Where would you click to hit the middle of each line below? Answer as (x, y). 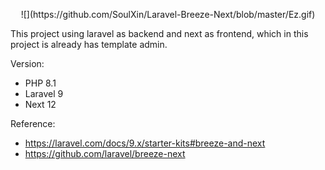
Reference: (33, 123)
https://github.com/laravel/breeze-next (105, 153)
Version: (27, 63)
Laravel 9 (44, 93)
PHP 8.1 (40, 83)
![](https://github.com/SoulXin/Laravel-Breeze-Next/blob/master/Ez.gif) (168, 14)
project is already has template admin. (89, 44)
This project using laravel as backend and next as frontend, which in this (159, 33)
